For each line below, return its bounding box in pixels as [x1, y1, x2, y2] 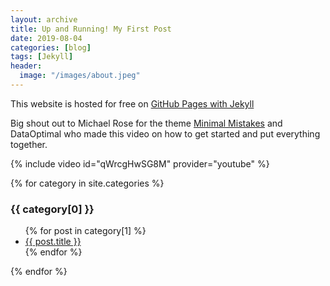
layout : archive [10, 14, 78, 25]
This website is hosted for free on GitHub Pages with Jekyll [10, 97, 255, 110]
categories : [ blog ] [10, 42, 92, 53]
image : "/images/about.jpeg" [19, 71, 141, 81]
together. [10, 138, 48, 150]
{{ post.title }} [24, 236, 82, 248]
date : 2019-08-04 [10, 33, 83, 43]
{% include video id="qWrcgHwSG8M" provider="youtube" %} [10, 157, 270, 170]
